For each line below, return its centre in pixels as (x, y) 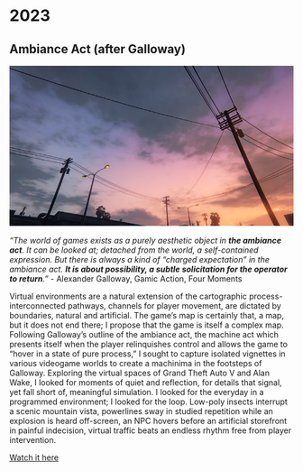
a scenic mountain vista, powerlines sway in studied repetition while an (141, 411)
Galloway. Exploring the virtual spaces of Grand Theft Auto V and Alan (140, 373)
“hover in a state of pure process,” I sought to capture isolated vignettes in (147, 354)
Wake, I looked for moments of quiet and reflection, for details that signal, (146, 382)
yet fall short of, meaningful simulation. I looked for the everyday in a (137, 392)
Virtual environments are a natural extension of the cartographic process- (146, 296)
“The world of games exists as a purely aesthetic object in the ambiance (146, 240)
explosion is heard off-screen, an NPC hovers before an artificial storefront (148, 420)
